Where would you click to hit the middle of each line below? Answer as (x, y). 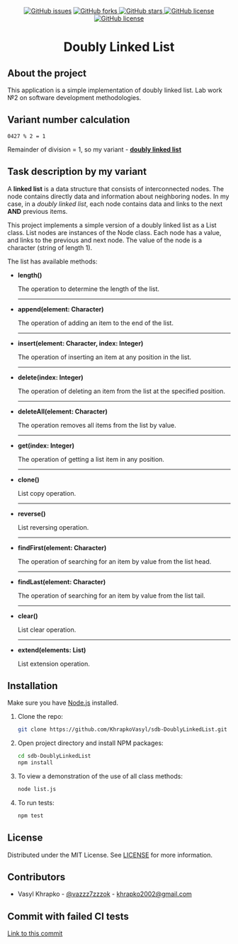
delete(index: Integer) (50, 377)
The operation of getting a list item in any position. (91, 459)
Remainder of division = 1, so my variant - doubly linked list (95, 149)
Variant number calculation (69, 120)
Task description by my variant (77, 172)
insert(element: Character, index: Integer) (80, 343)
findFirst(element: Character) (62, 547)
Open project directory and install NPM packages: (91, 743)
